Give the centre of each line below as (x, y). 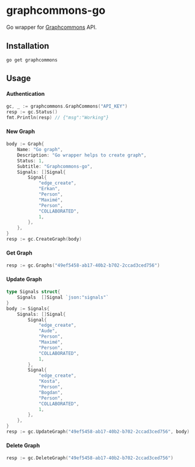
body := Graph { (25, 144)
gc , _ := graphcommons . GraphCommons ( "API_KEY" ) (67, 107)
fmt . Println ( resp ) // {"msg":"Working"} (58, 118)
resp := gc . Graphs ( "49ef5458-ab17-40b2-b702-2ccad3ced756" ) (83, 265)
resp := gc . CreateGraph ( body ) (44, 239)
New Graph (20, 131)
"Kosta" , (49, 382)
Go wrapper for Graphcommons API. (52, 27)
